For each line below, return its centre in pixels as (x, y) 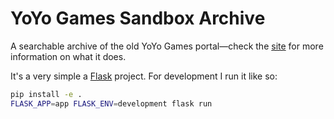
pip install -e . (46, 94)
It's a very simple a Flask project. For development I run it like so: (144, 76)
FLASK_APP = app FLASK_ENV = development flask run (111, 103)
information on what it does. (68, 56)
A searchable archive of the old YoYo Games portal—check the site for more (167, 46)
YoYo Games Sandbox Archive (138, 18)
